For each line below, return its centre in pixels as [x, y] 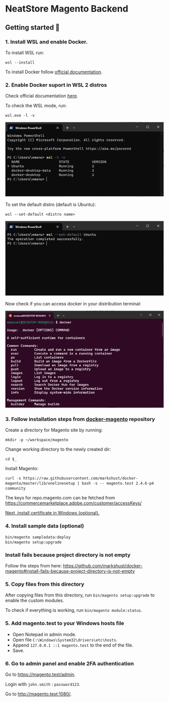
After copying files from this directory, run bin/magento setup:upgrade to [80, 595]
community [16, 489]
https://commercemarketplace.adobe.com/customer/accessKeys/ [73, 503]
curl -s [13, 478]
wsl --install [20, 62]
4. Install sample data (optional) [45, 526]
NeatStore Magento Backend [67, 9]
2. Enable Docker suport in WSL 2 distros [56, 85]
